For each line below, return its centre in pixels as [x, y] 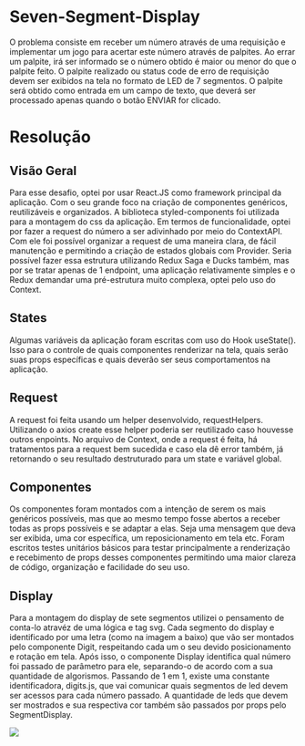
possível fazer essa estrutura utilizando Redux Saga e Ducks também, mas [149, 260]
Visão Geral [43, 171]
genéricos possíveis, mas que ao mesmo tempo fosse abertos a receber [145, 519]
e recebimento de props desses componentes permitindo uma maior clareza [153, 557]
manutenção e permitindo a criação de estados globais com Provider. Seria [151, 250]
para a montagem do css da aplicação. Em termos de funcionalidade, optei [150, 222]
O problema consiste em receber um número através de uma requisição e [147, 42]
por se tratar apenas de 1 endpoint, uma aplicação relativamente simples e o [152, 270]
